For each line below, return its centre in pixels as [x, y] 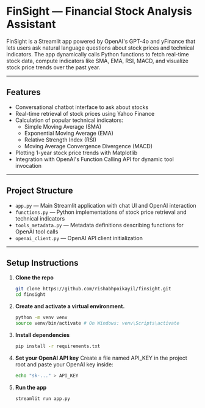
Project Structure [40, 191]
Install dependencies [42, 334]
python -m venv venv [41, 318]
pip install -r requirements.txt [58, 346]
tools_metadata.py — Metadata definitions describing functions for [99, 225]
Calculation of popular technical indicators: [69, 120]
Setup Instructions [42, 263]
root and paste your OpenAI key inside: [64, 364]
